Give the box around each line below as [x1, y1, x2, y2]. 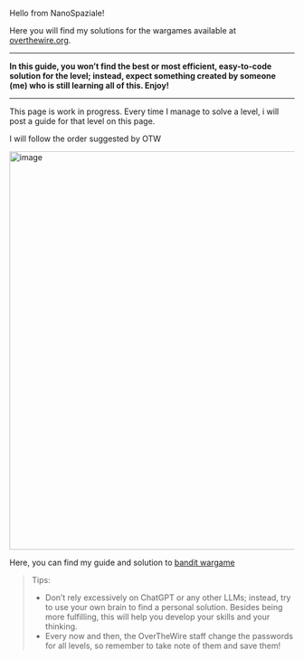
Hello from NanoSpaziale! [9, 8, 105, 18]
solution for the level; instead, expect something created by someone [9, 71, 276, 81]
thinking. [44, 621, 79, 632]
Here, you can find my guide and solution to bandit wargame [9, 557, 235, 568]
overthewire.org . [9, 35, 71, 45]
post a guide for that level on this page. [9, 116, 156, 126]
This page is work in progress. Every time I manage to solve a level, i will [9, 106, 280, 117]
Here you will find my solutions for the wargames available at [9, 25, 237, 35]
